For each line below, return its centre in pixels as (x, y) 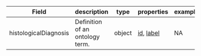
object (123, 33)
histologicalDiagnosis (39, 33)
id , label (148, 33)
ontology (87, 37)
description (92, 12)
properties (153, 12)
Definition (88, 22)
